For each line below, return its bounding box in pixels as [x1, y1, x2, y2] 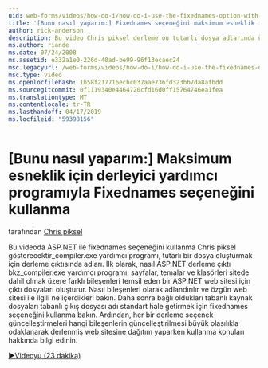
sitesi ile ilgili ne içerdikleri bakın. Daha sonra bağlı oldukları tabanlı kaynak [8, 292, 253, 303]
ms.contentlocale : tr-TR [8, 100, 91, 108]
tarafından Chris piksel [8, 226, 83, 236]
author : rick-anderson [8, 26, 84, 34]
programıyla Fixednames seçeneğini [8, 184, 255, 202]
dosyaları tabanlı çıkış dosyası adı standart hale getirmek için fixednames [8, 301, 249, 311]
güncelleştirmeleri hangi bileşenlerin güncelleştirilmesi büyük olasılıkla [8, 318, 239, 327]
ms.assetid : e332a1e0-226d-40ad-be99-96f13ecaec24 [8, 57, 180, 65]
